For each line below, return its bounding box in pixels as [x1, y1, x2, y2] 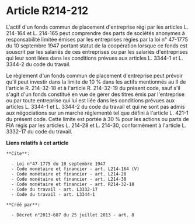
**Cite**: [6, 150, 30, 156]
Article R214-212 [6, 4, 89, 18]
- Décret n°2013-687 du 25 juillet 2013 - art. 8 [11, 212, 134, 218]
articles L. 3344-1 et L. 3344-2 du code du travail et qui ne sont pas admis [6, 103, 185, 110]
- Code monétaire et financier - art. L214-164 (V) [11, 166, 140, 172]
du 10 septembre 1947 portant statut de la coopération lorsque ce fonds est [6, 42, 188, 49]
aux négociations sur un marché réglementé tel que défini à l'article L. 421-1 [6, 109, 189, 116]
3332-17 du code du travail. [6, 127, 73, 135]
